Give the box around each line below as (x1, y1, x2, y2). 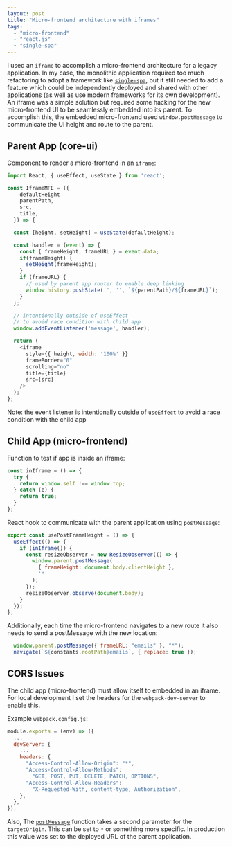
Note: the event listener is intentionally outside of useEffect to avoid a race (7, 408, 220, 416)
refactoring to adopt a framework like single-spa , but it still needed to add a (7, 76, 224, 84)
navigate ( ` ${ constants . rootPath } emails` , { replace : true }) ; (13, 649, 197, 656)
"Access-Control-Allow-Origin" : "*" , (25, 760, 135, 767)
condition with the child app (7, 415, 87, 423)
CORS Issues (7, 668, 64, 679)
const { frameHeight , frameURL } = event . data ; (19, 248, 159, 255)
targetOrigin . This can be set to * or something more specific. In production (7, 825, 225, 833)
